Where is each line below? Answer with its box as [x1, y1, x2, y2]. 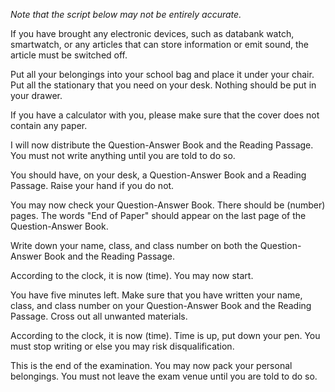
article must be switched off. [10, 49, 128, 61]
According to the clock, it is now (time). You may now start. [10, 270, 254, 281]
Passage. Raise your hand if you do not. [10, 180, 175, 191]
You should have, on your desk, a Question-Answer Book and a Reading [10, 169, 307, 181]
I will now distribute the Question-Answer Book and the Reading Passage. [10, 139, 314, 151]
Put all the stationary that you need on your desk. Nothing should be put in [10, 79, 317, 91]
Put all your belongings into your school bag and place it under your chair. [10, 69, 315, 80]
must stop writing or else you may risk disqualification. [10, 340, 235, 352]
